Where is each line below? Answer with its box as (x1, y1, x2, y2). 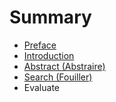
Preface (23, 39, 57, 51)
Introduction (23, 49, 75, 61)
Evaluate (23, 81, 61, 93)
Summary (9, 6, 92, 29)
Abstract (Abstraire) (23, 60, 106, 72)
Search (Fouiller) (23, 71, 93, 83)
